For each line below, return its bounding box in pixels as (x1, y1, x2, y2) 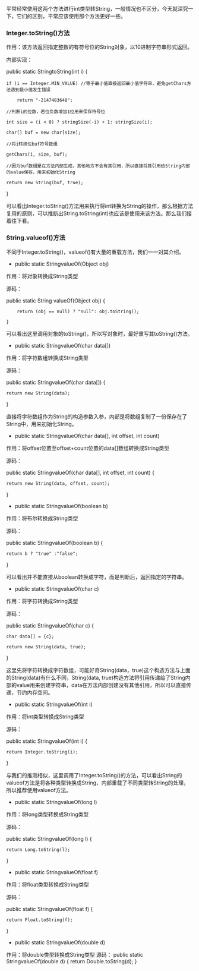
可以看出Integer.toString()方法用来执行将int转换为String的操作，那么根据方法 (6, 203, 194, 210)
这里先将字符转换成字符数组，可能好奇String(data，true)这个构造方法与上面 (6, 666, 191, 673)
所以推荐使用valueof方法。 (6, 786, 72, 793)
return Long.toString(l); (6, 846, 70, 853)
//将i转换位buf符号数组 (6, 141, 58, 147)
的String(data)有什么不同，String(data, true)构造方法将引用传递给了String (6, 674, 185, 681)
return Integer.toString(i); (6, 749, 78, 755)
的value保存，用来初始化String (6, 169, 75, 175)
